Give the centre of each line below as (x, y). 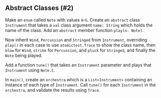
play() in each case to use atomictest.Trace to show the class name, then (80, 45)
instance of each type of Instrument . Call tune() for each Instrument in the (80, 85)
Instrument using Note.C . (30, 70)
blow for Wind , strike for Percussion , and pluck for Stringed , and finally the (80, 50)
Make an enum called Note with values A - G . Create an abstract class (73, 20)
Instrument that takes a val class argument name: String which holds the (79, 25)
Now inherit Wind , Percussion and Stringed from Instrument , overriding (76, 40)
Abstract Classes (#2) (39, 8)
